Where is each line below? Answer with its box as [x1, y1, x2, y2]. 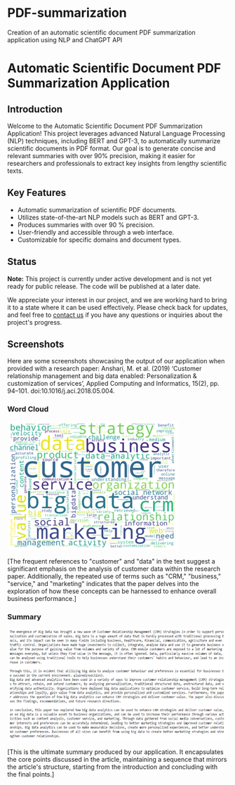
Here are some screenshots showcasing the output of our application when [7, 357, 225, 365]
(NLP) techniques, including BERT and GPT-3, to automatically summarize [7, 136, 221, 145]
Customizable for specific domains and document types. [17, 235, 182, 244]
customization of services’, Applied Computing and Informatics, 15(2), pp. [7, 379, 220, 388]
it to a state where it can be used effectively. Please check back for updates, [7, 303, 229, 311]
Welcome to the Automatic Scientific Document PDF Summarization [7, 122, 203, 130]
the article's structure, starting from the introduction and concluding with [7, 763, 218, 771]
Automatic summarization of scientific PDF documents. [17, 205, 177, 214]
